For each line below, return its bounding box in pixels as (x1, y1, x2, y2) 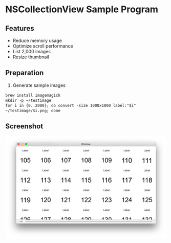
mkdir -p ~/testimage (5, 98, 52, 103)
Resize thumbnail (12, 54, 50, 60)
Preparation (5, 69, 44, 77)
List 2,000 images (12, 49, 51, 54)
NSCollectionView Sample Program (5, 4, 159, 15)
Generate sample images (12, 82, 66, 88)
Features (5, 24, 34, 33)
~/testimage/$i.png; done (5, 108, 60, 113)
